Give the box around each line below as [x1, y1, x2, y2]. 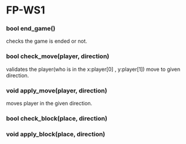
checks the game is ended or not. [6, 37, 87, 44]
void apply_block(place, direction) [6, 130, 106, 138]
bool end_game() [6, 25, 56, 33]
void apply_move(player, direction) [6, 86, 107, 94]
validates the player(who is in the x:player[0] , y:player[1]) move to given [6, 66, 181, 73]
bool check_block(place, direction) [6, 115, 107, 122]
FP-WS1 [6, 4, 45, 17]
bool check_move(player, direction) [6, 52, 110, 60]
